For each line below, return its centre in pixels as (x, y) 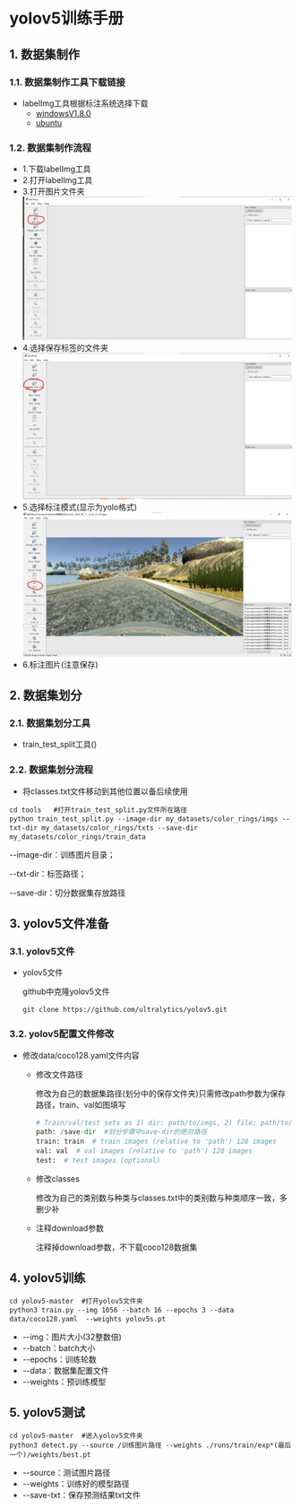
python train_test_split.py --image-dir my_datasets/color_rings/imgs (144, 819)
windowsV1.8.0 (63, 113)
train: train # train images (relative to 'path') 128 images (156, 1142)
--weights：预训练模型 (64, 1382)
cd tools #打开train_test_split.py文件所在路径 (99, 810)
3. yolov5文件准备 (59, 924)
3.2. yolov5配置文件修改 (62, 1034)
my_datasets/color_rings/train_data (77, 837)
